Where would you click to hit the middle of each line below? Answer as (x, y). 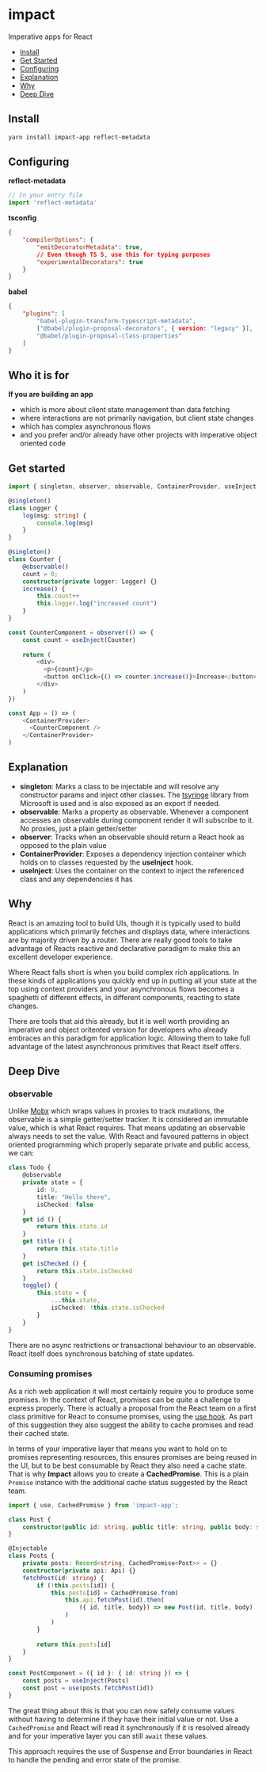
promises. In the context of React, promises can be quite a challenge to (124, 1400)
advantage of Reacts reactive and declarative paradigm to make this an (124, 948)
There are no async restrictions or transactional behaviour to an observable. (132, 1345)
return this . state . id (72, 1227)
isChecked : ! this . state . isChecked (107, 1308)
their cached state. (39, 1433)
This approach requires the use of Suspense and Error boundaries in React (130, 1751)
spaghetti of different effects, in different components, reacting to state (124, 997)
